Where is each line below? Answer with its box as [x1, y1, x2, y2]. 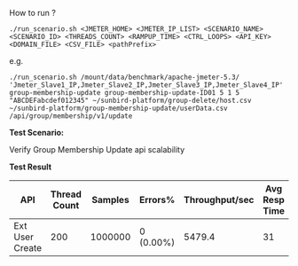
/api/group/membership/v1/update [9, 112, 133, 121]
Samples [91, 194, 130, 206]
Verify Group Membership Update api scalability [9, 145, 185, 154]
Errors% [138, 194, 176, 206]
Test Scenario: [9, 128, 65, 137]
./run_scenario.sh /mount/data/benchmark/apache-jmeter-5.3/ [9, 73, 240, 82]
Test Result [9, 161, 51, 172]
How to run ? [9, 8, 56, 18]
